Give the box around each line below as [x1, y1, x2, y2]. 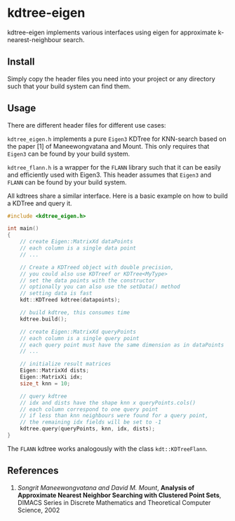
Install [7, 56, 35, 68]
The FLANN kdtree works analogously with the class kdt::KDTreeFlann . [7, 444, 208, 453]
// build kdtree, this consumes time [20, 309, 130, 316]
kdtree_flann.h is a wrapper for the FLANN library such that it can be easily [7, 163, 221, 171]
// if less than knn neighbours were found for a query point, [20, 412, 209, 419]
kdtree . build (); [20, 316, 68, 323]
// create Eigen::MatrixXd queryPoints [20, 328, 137, 335]
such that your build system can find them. [7, 82, 131, 90]
